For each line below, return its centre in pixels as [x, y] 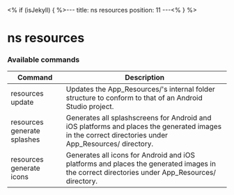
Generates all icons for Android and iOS [130, 155]
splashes [25, 139]
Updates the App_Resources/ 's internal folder [141, 90]
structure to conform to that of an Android [134, 98]
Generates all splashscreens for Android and [139, 118]
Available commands [44, 60]
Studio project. [90, 107]
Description [145, 78]
